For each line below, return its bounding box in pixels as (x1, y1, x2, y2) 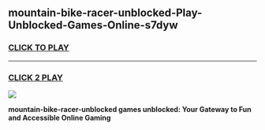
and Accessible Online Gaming (8, 113, 111, 122)
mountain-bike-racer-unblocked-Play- (8, 6, 203, 20)
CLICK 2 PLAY (8, 72, 63, 83)
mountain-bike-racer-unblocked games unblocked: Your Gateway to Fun (8, 104, 252, 113)
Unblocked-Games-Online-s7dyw (8, 19, 178, 32)
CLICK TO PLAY (8, 43, 69, 54)
